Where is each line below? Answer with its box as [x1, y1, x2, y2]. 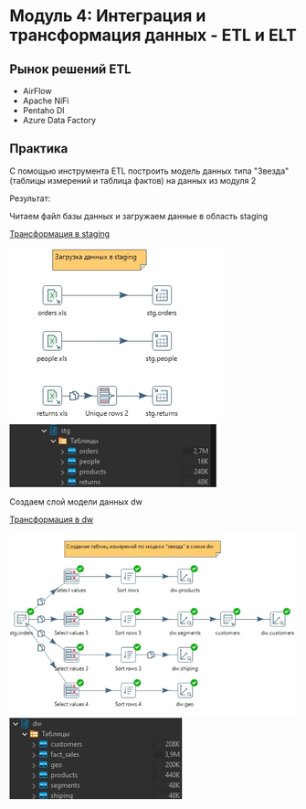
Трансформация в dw [9, 514, 94, 525]
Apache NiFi [22, 95, 69, 106]
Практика [9, 141, 69, 156]
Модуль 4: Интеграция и [9, 5, 206, 27]
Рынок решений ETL [9, 61, 132, 77]
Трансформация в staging [9, 228, 111, 239]
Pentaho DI [22, 105, 66, 115]
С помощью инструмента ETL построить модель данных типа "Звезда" [9, 165, 290, 176]
